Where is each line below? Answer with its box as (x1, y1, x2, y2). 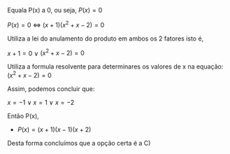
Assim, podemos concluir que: (7, 84, 95, 93)
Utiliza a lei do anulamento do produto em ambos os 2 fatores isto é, (7, 34, 204, 43)
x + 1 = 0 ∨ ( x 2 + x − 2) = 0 (7, 48, 85, 57)
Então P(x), (7, 111, 40, 120)
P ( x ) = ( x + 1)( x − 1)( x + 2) (17, 125, 92, 134)
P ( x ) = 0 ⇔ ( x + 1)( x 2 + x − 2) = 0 (7, 20, 105, 29)
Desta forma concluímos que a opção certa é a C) (7, 139, 151, 147)
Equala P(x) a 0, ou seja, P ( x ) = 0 (7, 6, 103, 14)
